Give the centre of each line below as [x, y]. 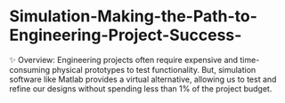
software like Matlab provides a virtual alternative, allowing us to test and [143, 79]
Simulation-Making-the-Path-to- [134, 16]
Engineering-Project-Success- [126, 35]
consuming [30, 69]
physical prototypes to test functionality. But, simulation [154, 69]
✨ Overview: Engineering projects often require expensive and [124, 59]
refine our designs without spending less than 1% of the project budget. [141, 88]
